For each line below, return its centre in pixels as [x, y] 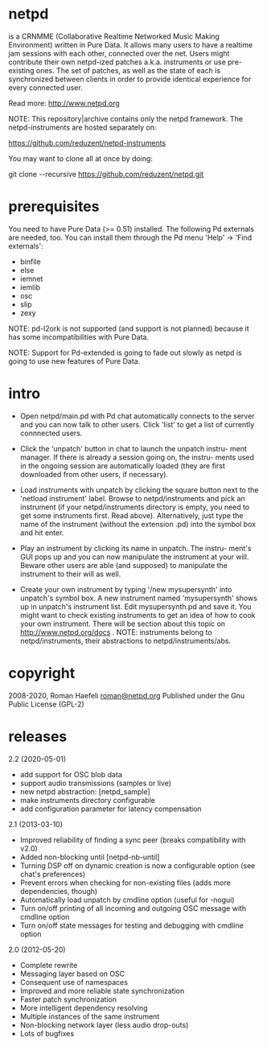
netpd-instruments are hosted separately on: [82, 127]
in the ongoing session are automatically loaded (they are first [122, 465]
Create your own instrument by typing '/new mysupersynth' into [126, 589]
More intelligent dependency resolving [84, 1007]
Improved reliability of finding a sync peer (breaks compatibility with [133, 840]
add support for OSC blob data [71, 774]
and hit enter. [42, 533]
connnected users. [51, 433]
